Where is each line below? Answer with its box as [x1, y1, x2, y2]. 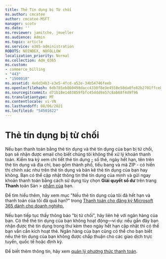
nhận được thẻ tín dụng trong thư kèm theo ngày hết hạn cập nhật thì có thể [5, 223, 160, 229]
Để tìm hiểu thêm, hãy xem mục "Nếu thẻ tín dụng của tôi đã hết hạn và [5, 192, 151, 198]
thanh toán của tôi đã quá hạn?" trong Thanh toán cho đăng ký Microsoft [5, 197, 153, 203]
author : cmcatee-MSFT [5, 16, 50, 21]
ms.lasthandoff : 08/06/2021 [5, 104, 63, 109]
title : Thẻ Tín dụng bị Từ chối [5, 7, 72, 12]
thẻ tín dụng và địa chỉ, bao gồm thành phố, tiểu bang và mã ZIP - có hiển [5, 162, 155, 168]
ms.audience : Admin [5, 35, 45, 40]
